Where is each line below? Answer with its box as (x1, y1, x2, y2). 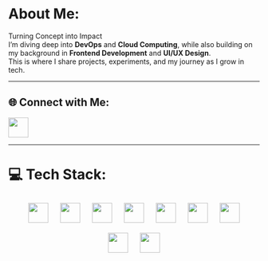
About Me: (8, 5, 80, 23)
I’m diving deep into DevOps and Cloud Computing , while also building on (8, 39, 253, 49)
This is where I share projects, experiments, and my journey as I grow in (8, 57, 245, 66)
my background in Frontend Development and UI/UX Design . (8, 48, 211, 57)
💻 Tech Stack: (8, 165, 107, 184)
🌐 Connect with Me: (8, 96, 110, 109)
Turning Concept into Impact (8, 31, 102, 41)
